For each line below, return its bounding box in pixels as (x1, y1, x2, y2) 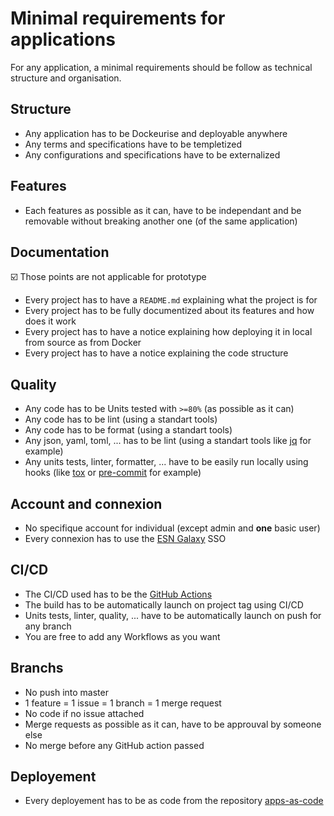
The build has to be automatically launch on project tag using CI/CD (24, 598, 304, 611)
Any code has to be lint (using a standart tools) (24, 413, 218, 426)
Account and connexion (10, 495, 163, 512)
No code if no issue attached (24, 707, 145, 719)
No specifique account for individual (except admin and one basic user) (24, 522, 321, 534)
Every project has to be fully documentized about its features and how (24, 305, 315, 317)
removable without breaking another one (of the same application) (24, 215, 298, 227)
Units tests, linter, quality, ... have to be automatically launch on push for (24, 609, 322, 621)
